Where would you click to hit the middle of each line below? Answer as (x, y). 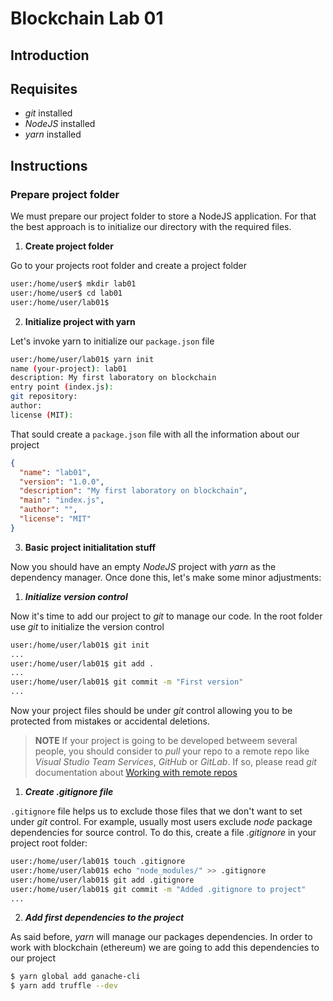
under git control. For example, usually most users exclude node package (161, 822)
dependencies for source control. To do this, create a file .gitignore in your (163, 833)
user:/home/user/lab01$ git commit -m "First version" (127, 682)
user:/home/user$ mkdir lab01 (73, 284)
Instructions (49, 165)
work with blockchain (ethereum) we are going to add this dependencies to (165, 948)
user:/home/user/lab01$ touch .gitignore (98, 862)
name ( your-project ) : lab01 (69, 368)
